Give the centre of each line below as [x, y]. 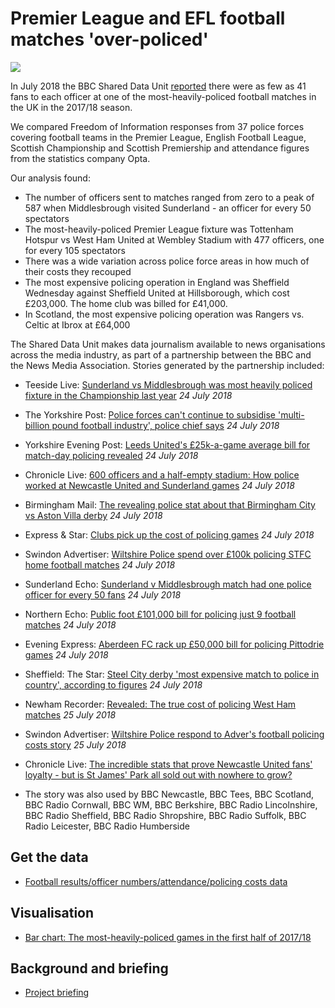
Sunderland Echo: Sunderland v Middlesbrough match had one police [168, 584]
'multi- [291, 414]
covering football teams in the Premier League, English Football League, [158, 137]
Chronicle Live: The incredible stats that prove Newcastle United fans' [168, 764]
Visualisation [52, 913]
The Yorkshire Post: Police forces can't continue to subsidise [150, 414]
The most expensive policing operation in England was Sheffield [157, 282]
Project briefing [57, 993]
